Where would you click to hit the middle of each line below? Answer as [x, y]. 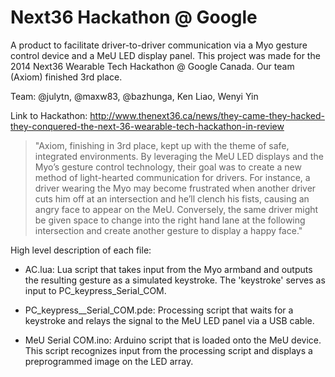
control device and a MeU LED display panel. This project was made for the [165, 55]
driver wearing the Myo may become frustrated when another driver [175, 188]
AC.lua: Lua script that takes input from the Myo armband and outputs [168, 269]
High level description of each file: [81, 250]
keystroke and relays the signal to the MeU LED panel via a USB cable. [169, 320]
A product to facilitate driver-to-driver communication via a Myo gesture [159, 45]
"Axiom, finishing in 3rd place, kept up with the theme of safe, [162, 145]
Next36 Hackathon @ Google [134, 17]
